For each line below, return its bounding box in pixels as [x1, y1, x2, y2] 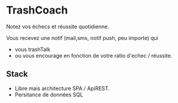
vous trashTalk [14, 45, 50, 53]
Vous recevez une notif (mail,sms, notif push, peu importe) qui [6, 34, 158, 41]
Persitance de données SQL [14, 91, 84, 98]
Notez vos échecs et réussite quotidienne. [6, 23, 110, 30]
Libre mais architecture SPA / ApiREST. [14, 85, 110, 92]
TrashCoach [6, 4, 68, 17]
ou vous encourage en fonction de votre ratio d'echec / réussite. [14, 52, 173, 59]
